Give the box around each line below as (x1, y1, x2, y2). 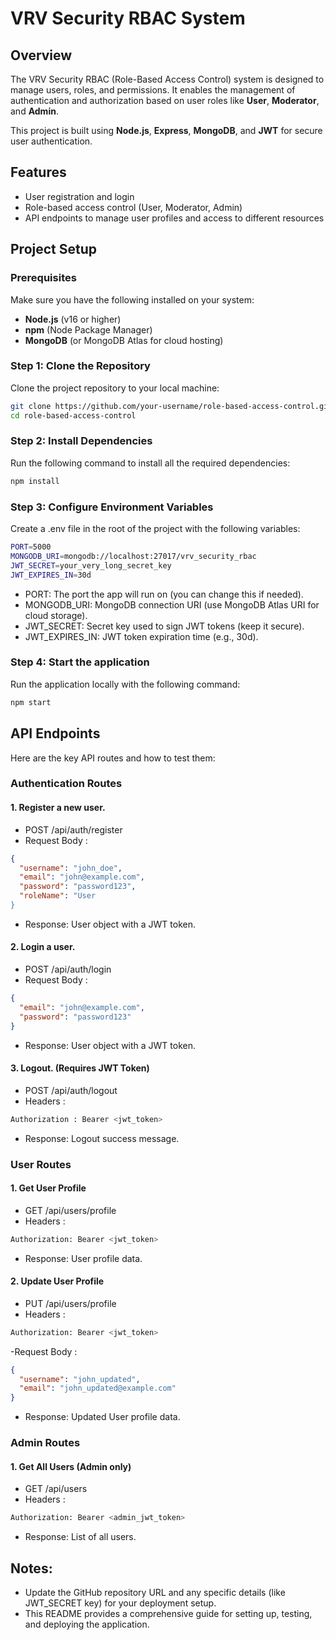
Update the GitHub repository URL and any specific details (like (24, 1587, 286, 1599)
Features (10, 164, 67, 181)
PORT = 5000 (10, 542, 52, 552)
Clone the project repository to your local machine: (10, 382, 220, 394)
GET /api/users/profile (24, 1204, 117, 1216)
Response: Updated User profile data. (24, 1411, 181, 1423)
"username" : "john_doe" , (19, 863, 123, 873)
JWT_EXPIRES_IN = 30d (10, 570, 92, 580)
